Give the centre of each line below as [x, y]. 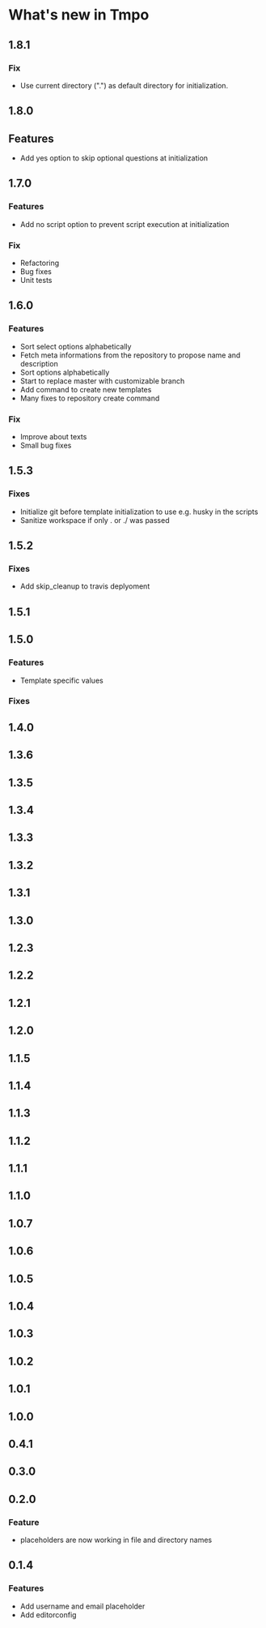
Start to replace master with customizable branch [102, 381]
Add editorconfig [48, 1614]
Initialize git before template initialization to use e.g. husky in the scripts [139, 512]
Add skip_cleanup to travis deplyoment [85, 586]
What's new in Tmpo [79, 15]
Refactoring [40, 263]
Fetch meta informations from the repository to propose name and [130, 355]
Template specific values [61, 680]
